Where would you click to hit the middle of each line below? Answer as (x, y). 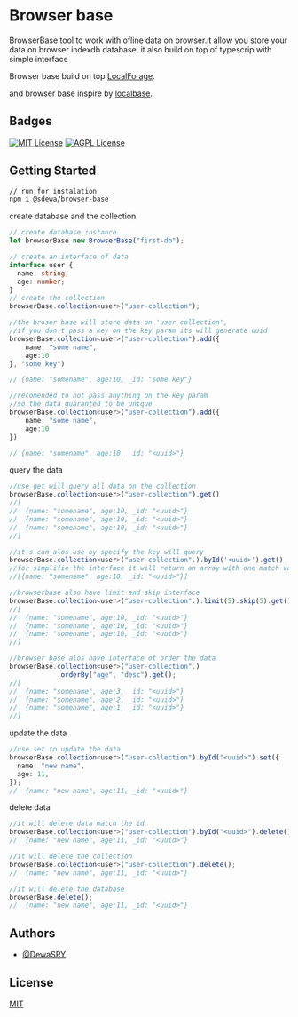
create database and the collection (73, 216)
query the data (36, 470)
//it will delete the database (67, 889)
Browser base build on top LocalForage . (82, 75)
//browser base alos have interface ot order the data (113, 658)
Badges (31, 121)
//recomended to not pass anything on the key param (109, 396)
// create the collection (57, 298)
